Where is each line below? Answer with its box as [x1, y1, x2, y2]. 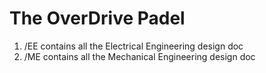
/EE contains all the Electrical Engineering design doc [23, 40, 244, 52]
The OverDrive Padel [9, 7, 186, 30]
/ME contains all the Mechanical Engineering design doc [23, 50, 256, 62]
